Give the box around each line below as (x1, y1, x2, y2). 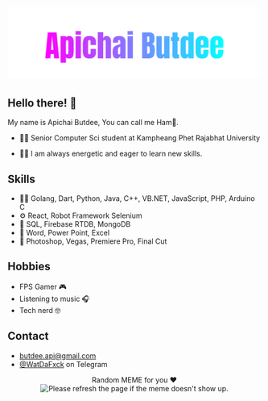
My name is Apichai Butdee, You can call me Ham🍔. (7, 118, 179, 127)
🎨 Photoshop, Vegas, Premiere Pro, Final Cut (19, 236, 167, 246)
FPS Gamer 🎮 (19, 282, 68, 291)
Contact (7, 329, 49, 343)
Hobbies (7, 260, 52, 274)
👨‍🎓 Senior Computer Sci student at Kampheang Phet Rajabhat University (19, 133, 261, 143)
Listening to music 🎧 (19, 294, 90, 303)
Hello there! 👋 (7, 96, 77, 110)
